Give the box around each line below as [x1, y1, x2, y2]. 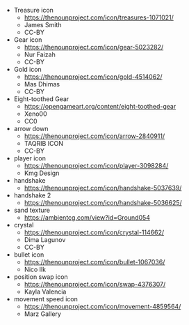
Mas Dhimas [24, 80, 60, 88]
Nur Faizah [24, 50, 56, 59]
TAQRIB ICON [24, 139, 64, 147]
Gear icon [13, 36, 42, 44]
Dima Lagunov [24, 236, 66, 243]
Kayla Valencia [24, 287, 67, 296]
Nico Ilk [24, 265, 47, 273]
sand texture [13, 206, 51, 214]
